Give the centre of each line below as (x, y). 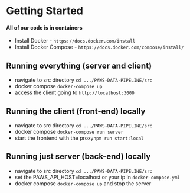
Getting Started (45, 11)
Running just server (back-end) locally (78, 157)
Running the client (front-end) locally (76, 111)
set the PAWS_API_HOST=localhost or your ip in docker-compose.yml (97, 177)
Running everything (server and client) (79, 65)
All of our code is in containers (44, 27)
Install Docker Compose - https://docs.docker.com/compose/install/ (99, 47)
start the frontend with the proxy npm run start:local (79, 138)
